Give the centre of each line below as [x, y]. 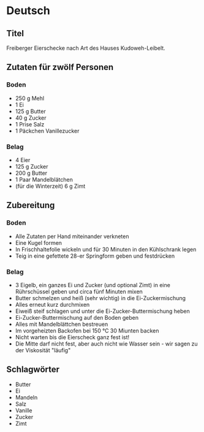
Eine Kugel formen [39, 242]
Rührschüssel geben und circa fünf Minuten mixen [79, 291]
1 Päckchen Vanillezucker [47, 131]
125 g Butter [30, 111]
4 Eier [23, 160]
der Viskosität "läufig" [43, 350]
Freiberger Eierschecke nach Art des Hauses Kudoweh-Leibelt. [86, 48]
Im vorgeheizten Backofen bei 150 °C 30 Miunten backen [87, 330]
